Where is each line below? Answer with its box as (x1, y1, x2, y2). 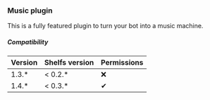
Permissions (101, 58, 144, 68)
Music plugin (7, 6, 53, 15)
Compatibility (7, 37, 49, 46)
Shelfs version (44, 58, 94, 68)
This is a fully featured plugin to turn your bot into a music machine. (7, 22, 204, 30)
